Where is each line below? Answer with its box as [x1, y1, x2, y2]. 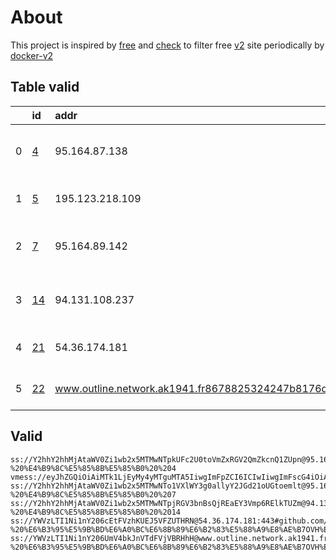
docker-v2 [10, 49, 54, 61]
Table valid [10, 79, 80, 96]
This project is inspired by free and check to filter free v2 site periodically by [10, 39, 325, 51]
